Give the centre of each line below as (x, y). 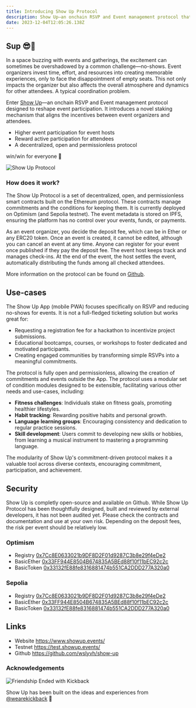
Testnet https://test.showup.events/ (57, 647)
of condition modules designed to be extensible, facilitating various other (94, 385)
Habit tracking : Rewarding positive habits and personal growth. (91, 415)
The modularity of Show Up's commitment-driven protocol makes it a (89, 458)
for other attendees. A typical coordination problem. (69, 91)
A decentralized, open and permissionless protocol (76, 145)
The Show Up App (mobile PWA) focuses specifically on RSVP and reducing (97, 307)
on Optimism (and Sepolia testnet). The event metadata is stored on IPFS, (94, 214)
